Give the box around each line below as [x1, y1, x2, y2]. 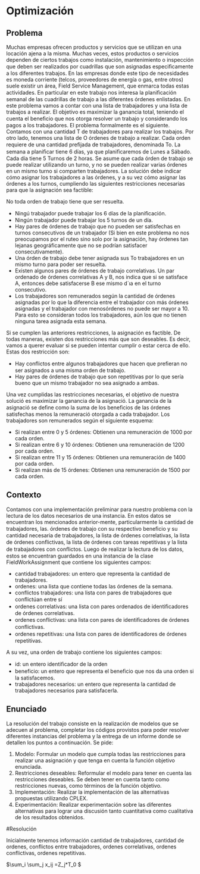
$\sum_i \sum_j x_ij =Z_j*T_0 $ [6, 861, 82, 868]
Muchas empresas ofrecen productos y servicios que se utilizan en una [6, 43, 182, 51]
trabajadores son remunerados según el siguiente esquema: [6, 417, 154, 424]
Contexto [6, 490, 42, 500]
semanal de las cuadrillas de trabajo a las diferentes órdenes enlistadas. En [6, 96, 190, 102]
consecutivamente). [14, 248, 64, 255]
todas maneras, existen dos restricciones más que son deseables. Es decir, [6, 336, 190, 343]
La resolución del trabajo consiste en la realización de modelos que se [6, 720, 179, 727]
